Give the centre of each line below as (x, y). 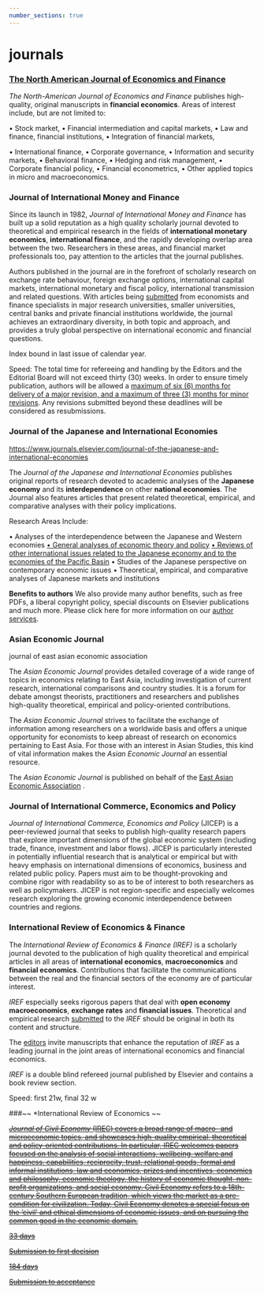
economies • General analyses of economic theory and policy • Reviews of (131, 545)
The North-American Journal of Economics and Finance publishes (117, 96)
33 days (22, 1236)
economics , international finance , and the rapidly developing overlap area (131, 240)
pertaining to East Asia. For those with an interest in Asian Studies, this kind (131, 745)
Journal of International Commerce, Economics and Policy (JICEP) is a (124, 824)
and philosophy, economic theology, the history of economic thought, (122, 1178)
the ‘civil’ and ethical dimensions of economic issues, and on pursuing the (129, 1212)
